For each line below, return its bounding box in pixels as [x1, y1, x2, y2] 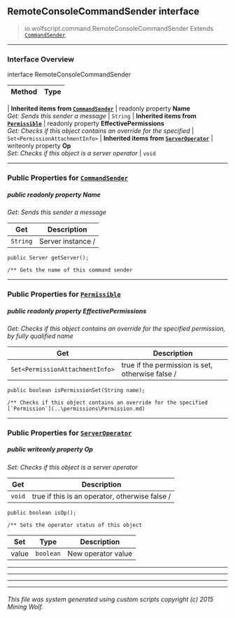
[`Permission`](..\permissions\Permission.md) [7, 405, 145, 412]
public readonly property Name [7, 190, 101, 199]
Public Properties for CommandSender [7, 173, 129, 183]
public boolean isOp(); [7, 509, 77, 517]
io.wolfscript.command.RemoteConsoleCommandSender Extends [24, 24, 214, 32]
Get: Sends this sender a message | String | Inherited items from [7, 112, 197, 120]
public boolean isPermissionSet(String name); [7, 386, 145, 394]
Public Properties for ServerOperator [7, 428, 132, 437]
